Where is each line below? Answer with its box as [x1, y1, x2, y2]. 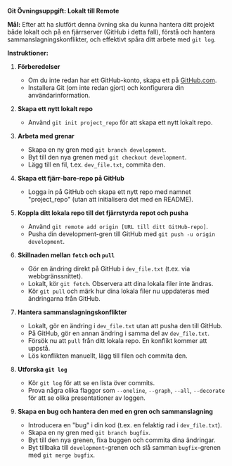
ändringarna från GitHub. [27, 295, 101, 302]
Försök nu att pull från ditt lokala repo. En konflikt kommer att [27, 337, 207, 344]
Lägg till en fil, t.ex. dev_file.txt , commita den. [27, 160, 166, 169]
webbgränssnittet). [27, 272, 83, 280]
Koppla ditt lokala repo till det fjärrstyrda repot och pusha [17, 209, 188, 217]
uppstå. [27, 344, 51, 352]
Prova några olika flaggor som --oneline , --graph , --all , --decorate [27, 387, 225, 394]
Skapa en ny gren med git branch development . [27, 145, 167, 154]
